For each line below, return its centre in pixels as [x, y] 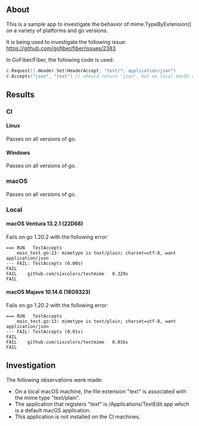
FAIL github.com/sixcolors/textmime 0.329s [67, 274]
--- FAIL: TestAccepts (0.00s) [45, 263]
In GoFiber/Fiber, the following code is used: [60, 59]
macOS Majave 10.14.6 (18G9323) [48, 292]
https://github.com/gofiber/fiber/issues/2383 [61, 48]
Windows [18, 152]
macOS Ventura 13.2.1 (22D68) [45, 224]
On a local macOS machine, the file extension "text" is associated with [100, 391]
